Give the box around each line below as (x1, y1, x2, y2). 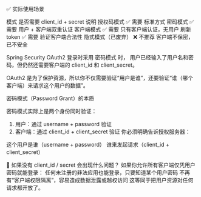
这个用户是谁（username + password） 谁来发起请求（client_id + (6, 141, 170, 148)
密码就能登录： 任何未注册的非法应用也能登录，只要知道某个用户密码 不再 (6, 169, 190, 176)
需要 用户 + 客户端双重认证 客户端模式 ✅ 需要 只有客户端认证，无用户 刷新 (6, 26, 191, 33)
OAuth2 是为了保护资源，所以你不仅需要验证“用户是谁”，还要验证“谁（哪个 (6, 75, 193, 81)
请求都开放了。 (6, 184, 44, 191)
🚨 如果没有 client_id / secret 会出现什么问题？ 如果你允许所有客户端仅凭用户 (6, 161, 196, 169)
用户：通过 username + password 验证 (15, 121, 112, 127)
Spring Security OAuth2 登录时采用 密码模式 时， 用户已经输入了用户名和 (6, 54, 189, 61)
